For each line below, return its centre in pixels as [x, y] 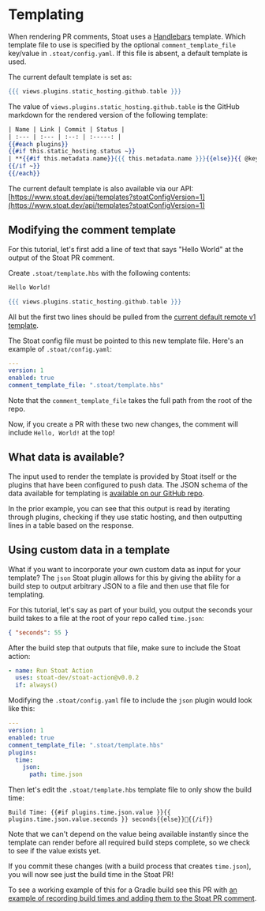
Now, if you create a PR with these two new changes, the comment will [123, 424]
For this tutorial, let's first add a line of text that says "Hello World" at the [126, 249]
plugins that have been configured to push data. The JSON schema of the [128, 484]
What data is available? [66, 457]
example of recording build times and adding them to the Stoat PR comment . [132, 898]
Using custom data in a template [89, 550]
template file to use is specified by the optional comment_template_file [122, 44]
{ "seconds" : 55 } [38, 632]
